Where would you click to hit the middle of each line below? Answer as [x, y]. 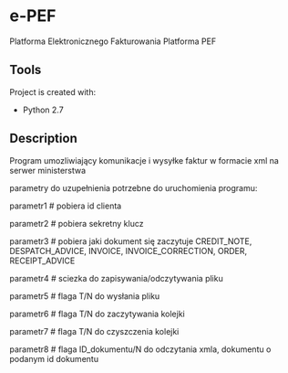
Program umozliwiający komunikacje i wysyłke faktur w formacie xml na [144, 160]
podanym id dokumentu [54, 358]
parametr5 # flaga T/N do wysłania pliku [85, 296]
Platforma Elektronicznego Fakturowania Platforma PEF [113, 41]
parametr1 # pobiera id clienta [66, 206]
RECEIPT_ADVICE [42, 261]
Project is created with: [53, 91]
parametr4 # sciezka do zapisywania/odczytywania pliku [116, 278]
